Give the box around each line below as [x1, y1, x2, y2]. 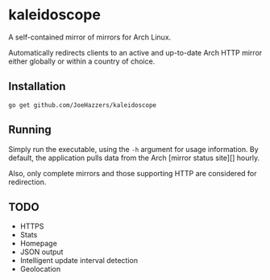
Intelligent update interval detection [19, 256, 139, 266]
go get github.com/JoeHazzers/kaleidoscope [8, 101, 157, 109]
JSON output [19, 247, 64, 257]
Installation [8, 80, 66, 93]
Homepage [19, 239, 58, 249]
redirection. [8, 177, 47, 187]
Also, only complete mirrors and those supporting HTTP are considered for [8, 168, 257, 178]
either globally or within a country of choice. [8, 56, 156, 66]
